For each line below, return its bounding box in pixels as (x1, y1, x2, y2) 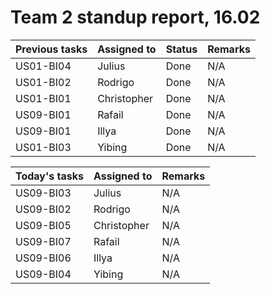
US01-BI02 (15, 75, 72, 89)
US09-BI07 (15, 234, 72, 248)
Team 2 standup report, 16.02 (10, 6, 261, 29)
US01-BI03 (15, 140, 72, 154)
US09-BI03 (15, 186, 72, 200)
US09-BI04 (15, 267, 72, 281)
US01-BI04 (15, 59, 72, 73)
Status (165, 42, 198, 56)
